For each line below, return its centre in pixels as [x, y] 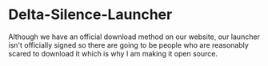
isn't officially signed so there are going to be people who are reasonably [129, 45]
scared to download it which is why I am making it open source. [113, 53]
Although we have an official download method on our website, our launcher [134, 37]
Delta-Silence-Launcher [90, 15]
